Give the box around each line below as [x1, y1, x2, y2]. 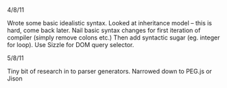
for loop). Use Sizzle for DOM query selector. [7, 41, 134, 48]
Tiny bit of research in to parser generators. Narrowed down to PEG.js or [7, 68, 213, 75]
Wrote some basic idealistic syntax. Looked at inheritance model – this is [7, 19, 213, 27]
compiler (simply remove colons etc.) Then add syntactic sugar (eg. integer [7, 33, 220, 42]
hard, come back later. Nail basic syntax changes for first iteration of [7, 27, 201, 34]
